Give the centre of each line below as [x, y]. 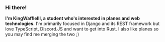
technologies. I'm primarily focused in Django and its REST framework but [82, 23]
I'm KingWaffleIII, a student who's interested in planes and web [72, 18]
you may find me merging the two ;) [42, 34]
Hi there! [16, 7]
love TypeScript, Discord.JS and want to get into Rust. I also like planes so [82, 29]
